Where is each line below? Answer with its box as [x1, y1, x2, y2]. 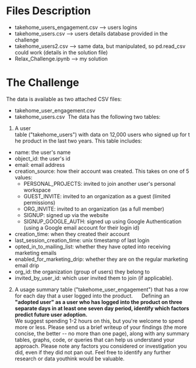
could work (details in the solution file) [14, 49, 108, 56]
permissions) [23, 199, 55, 206]
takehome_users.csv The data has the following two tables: [14, 113, 161, 120]
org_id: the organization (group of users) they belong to [14, 268, 150, 275]
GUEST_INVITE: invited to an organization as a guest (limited [23, 192, 171, 199]
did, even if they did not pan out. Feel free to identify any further [14, 348, 171, 356]
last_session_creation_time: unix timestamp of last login [14, 237, 150, 244]
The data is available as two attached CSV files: [6, 95, 122, 102]
